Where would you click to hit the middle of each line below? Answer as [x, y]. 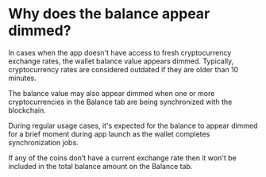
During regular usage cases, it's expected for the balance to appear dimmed [133, 125]
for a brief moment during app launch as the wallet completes [109, 134]
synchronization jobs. [43, 142]
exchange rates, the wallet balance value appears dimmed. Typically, [121, 61]
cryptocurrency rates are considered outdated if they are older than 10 [123, 69]
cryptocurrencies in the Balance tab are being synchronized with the [120, 102]
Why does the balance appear [109, 14]
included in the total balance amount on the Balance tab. [100, 166]
